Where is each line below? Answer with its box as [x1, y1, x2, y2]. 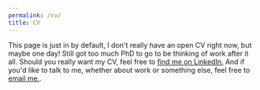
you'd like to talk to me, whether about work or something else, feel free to [8, 65, 251, 74]
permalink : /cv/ [8, 11, 61, 20]
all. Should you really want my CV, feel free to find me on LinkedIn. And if [8, 56, 245, 67]
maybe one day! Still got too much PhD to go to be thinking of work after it [8, 49, 249, 58]
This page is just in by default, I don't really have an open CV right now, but [8, 40, 252, 49]
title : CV [8, 19, 41, 27]
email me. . [8, 74, 42, 83]
